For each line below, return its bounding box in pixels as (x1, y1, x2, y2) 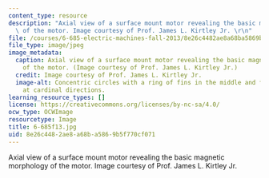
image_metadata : (8, 49, 62, 57)
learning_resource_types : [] (8, 93, 106, 101)
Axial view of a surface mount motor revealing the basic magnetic (8, 152, 225, 162)
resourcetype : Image (8, 116, 78, 124)
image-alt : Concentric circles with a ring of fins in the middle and (15, 78, 256, 86)
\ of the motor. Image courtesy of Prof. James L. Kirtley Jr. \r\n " (15, 26, 252, 34)
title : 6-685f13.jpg (8, 123, 78, 131)
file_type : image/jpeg (8, 42, 84, 49)
